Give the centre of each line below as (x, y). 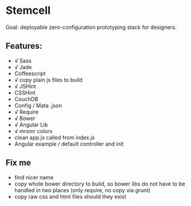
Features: (24, 46)
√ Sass (23, 60)
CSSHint (25, 92)
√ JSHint (25, 86)
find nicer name (34, 177)
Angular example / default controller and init (69, 144)
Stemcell (28, 11)
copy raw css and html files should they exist (70, 196)
